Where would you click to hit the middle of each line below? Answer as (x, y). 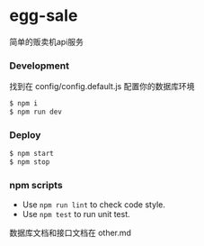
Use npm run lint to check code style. (94, 205)
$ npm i (24, 104)
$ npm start (31, 154)
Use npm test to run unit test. (76, 214)
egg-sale (44, 16)
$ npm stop (30, 162)
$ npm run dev (36, 112)
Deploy (25, 134)
